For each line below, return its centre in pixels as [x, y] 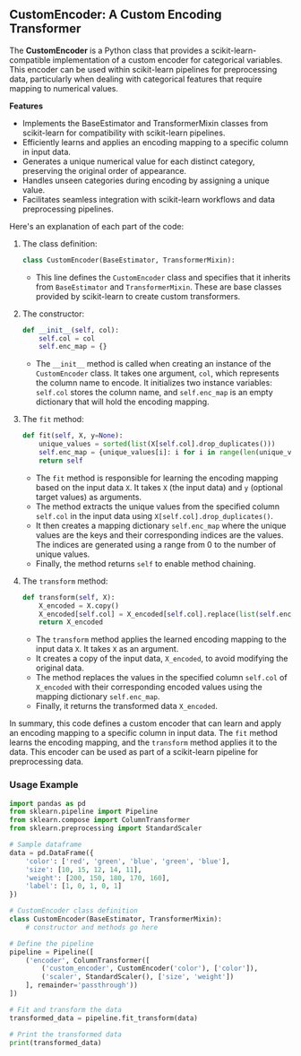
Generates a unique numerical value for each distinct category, [138, 161]
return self [61, 461]
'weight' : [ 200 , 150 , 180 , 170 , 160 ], [98, 878]
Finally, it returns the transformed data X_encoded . [126, 706]
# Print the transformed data [66, 1034]
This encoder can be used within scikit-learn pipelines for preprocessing [143, 69]
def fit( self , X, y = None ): [73, 436]
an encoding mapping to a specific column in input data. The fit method [143, 733]
